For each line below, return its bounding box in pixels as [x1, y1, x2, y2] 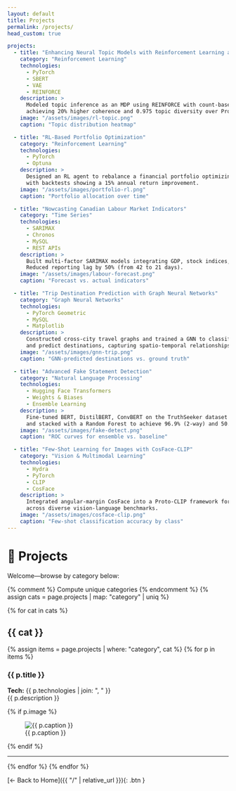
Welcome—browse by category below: [7, 571, 119, 580]
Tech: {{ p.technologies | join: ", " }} [7, 686, 111, 695]
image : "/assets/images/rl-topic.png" [20, 115, 133, 122]
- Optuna [25, 160, 52, 167]
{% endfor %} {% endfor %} [7, 762, 89, 771]
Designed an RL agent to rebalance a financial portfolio [25, 173, 199, 180]
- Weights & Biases [25, 394, 83, 401]
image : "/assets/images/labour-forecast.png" [20, 271, 156, 278]
